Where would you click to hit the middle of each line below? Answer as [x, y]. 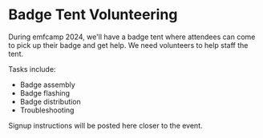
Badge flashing [45, 93]
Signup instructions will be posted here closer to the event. [105, 125]
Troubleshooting [47, 110]
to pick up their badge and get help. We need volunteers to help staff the [128, 45]
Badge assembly [48, 85]
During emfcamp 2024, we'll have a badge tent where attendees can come [132, 37]
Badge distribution [51, 101]
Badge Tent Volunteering [93, 15]
